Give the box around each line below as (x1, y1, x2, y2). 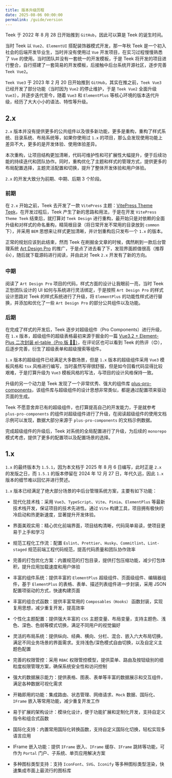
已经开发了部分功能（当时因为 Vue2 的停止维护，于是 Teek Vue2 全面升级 (5, 86, 157, 92)
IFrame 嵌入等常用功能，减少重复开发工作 (12, 698, 100, 704)
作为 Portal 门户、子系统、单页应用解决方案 (12, 750, 106, 756)
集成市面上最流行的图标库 (17, 767, 72, 773)
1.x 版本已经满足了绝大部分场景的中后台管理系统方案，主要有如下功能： (5, 487, 157, 494)
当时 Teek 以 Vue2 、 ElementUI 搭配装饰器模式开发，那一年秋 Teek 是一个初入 (5, 43, 166, 49)
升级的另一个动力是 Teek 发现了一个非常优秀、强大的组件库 (5, 381, 131, 387)
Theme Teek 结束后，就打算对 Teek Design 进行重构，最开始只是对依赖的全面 (5, 215, 165, 222)
